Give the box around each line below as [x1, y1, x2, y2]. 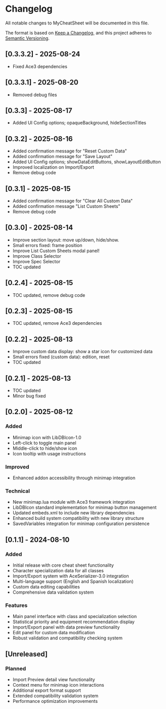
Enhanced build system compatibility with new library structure [12, 515, 144, 521]
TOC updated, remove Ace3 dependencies [12, 320, 102, 326]
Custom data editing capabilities [12, 584, 80, 590]
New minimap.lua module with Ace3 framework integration [12, 499, 136, 505]
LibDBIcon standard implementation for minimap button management [12, 504, 157, 511]
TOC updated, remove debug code [12, 292, 86, 298]
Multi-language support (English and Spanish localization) [12, 578, 134, 584]
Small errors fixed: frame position [12, 242, 82, 248]
